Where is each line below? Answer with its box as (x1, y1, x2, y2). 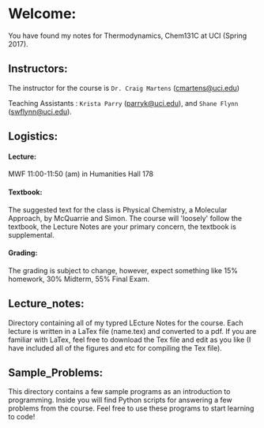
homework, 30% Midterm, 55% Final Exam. (8, 274, 150, 283)
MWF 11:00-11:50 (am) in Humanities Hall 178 (8, 169, 154, 178)
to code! (8, 412, 36, 422)
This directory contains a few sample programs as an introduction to (8, 387, 231, 396)
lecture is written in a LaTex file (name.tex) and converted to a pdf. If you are (8, 326, 257, 336)
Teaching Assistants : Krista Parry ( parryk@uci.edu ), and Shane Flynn (8, 98, 239, 107)
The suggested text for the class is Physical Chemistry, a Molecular (8, 205, 228, 214)
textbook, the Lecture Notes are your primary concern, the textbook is (8, 222, 237, 231)
